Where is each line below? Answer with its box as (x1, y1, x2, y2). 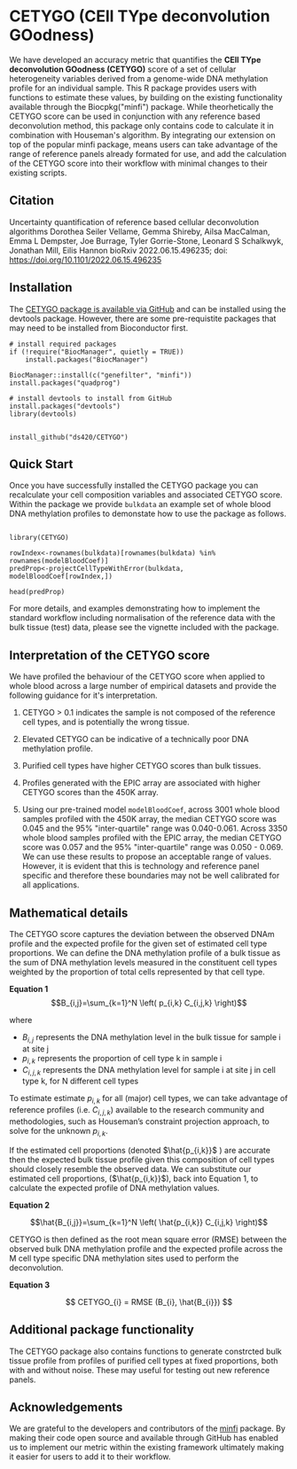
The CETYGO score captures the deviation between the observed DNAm (9, 929, 275, 939)
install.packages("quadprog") (9, 379, 121, 387)
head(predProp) (9, 588, 66, 597)
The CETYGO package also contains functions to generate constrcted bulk (9, 1346, 282, 1356)
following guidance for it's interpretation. (9, 690, 158, 701)
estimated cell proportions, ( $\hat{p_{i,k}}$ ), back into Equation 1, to (9, 1173, 259, 1184)
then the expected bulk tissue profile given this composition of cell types (9, 1154, 275, 1165)
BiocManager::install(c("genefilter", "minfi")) (9, 371, 192, 379)
